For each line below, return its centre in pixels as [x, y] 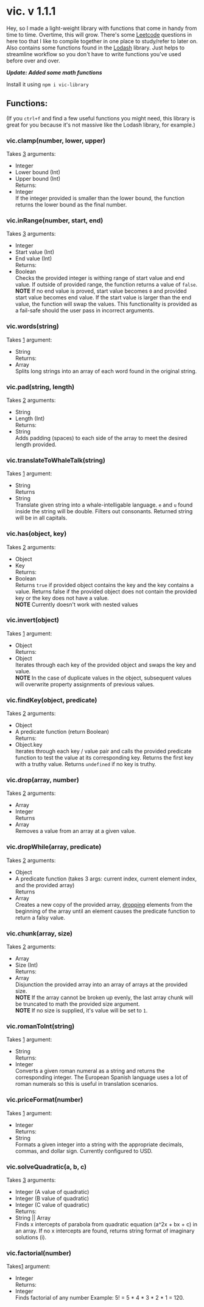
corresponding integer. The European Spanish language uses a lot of [101, 1077]
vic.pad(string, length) [40, 387]
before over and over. [33, 60]
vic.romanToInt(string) [40, 1026]
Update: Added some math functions [54, 72]
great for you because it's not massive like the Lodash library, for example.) [101, 125]
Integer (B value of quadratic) [52, 1198]
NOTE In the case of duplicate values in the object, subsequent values [103, 678]
